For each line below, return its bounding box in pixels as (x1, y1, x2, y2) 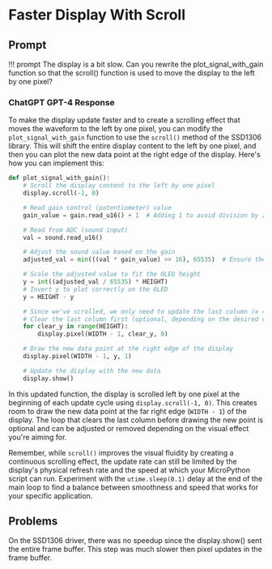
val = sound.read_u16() (23, 233, 104, 242)
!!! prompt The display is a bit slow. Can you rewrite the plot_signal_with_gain (8, 59, 264, 69)
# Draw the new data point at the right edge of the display (23, 344, 233, 353)
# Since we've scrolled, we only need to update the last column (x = (23, 307, 266, 315)
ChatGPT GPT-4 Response (8, 96, 115, 108)
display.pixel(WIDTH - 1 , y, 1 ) (23, 353, 132, 361)
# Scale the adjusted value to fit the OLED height (23, 270, 201, 279)
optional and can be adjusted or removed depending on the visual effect (8, 423, 249, 433)
